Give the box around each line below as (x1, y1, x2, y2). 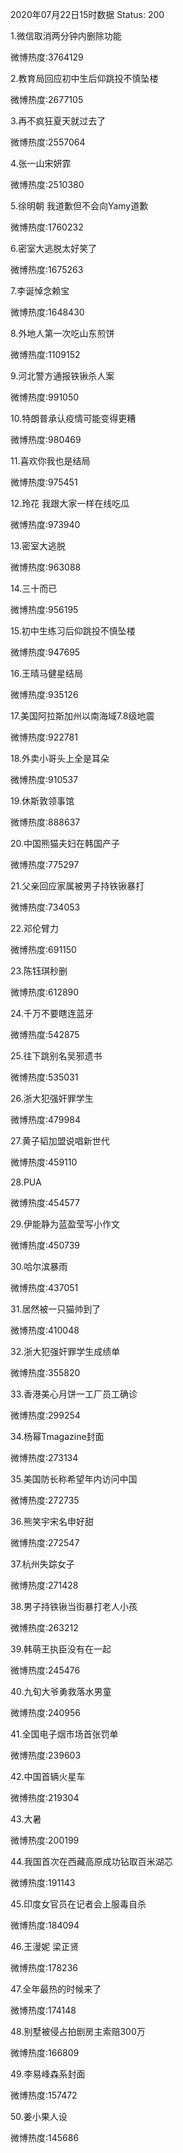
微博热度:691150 (10, 944, 77, 955)
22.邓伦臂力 (10, 923, 60, 934)
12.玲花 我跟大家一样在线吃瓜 (10, 498, 130, 509)
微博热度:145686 (10, 2132, 80, 2143)
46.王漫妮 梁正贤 (10, 1941, 80, 1952)
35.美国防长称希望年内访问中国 (10, 1473, 138, 1485)
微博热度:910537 (10, 774, 79, 785)
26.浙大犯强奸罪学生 (10, 1093, 94, 1104)
